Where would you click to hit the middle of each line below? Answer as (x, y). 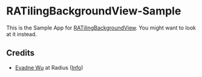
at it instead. (22, 34)
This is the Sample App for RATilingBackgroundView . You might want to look (101, 28)
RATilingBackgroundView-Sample (94, 11)
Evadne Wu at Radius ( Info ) (49, 67)
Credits (21, 53)
